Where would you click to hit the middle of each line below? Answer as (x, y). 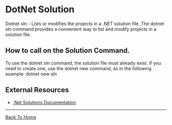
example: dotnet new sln (31, 74)
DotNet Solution (40, 9)
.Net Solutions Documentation (44, 102)
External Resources (37, 90)
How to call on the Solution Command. (68, 50)
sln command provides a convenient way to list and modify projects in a (81, 29)
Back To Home (21, 117)
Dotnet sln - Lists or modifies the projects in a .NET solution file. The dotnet (85, 24)
